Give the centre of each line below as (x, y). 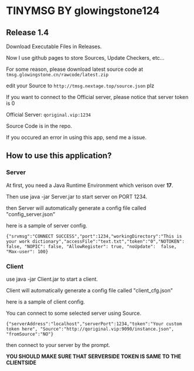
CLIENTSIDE (21, 362)
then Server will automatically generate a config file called (76, 208)
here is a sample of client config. (45, 302)
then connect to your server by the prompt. (58, 345)
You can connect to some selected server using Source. (74, 313)
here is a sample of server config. (47, 225)
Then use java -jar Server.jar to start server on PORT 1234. (77, 196)
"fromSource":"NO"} (30, 334)
